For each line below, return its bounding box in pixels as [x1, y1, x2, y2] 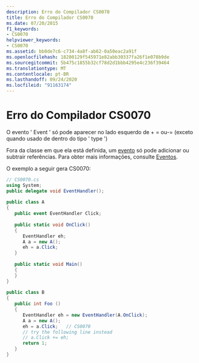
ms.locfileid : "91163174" [6, 83, 72, 89]
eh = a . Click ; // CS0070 [22, 323, 91, 330]
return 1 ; [22, 341, 47, 347]
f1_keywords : [6, 25, 39, 32]
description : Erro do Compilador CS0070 [6, 8, 110, 15]
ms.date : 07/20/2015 [6, 20, 59, 26]
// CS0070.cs [6, 177, 39, 183]
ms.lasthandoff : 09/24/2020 [6, 76, 78, 83]
